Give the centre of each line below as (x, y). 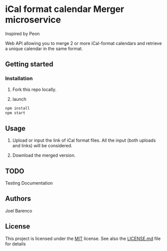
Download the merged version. (44, 155)
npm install (17, 108)
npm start (15, 113)
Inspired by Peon (22, 33)
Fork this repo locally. (34, 89)
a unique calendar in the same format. (44, 48)
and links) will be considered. (42, 146)
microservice (33, 20)
